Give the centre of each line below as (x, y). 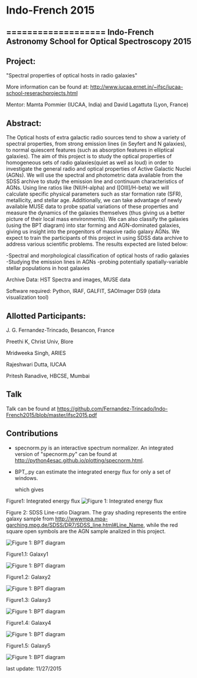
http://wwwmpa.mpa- (81, 519)
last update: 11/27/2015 (34, 669)
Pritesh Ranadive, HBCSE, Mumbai (48, 376)
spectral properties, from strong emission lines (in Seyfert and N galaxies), (96, 144)
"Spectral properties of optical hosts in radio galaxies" (72, 76)
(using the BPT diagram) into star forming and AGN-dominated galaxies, (93, 226)
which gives (29, 489)
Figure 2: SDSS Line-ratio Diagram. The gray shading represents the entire (96, 512)
